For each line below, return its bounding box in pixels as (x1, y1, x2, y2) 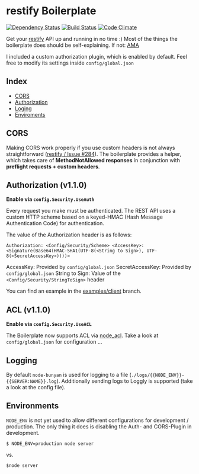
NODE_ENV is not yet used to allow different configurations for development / (6, 417, 189, 424)
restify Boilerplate (6, 4, 97, 18)
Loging (14, 105, 32, 112)
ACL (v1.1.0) (6, 305, 51, 315)
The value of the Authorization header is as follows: (6, 231, 132, 238)
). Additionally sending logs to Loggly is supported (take (56, 377, 193, 385)
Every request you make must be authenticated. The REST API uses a (6, 207, 176, 214)
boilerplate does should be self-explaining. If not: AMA (6, 41, 139, 49)
